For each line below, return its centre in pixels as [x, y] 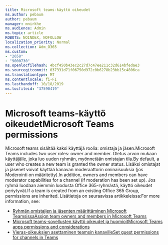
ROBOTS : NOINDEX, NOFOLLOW [33, 38]
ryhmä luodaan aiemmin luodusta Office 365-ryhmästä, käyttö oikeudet [79, 186]
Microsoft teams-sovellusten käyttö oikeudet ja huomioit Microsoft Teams [87, 222]
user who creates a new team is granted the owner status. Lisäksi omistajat [83, 164]
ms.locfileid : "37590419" [32, 89]
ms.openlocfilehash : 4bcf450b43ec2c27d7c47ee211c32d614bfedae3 [72, 65]
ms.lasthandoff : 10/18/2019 [34, 84]
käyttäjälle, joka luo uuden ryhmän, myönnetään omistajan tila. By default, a [82, 159]
